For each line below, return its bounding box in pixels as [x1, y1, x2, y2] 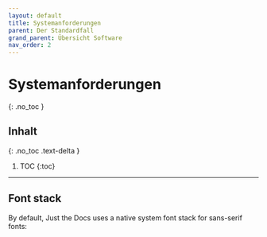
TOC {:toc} [19, 161, 56, 171]
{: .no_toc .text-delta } [8, 146, 80, 155]
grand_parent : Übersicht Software [8, 33, 123, 42]
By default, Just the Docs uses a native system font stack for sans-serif [8, 212, 242, 223]
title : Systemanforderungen [8, 19, 102, 27]
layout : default [8, 11, 62, 20]
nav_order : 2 [8, 41, 52, 49]
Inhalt [8, 125, 37, 138]
